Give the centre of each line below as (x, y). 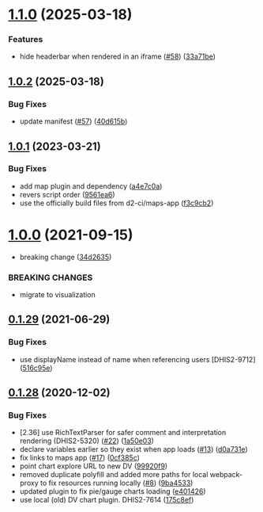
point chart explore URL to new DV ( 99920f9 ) (94, 466)
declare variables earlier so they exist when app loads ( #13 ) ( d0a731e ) (134, 449)
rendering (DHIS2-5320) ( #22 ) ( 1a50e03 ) (86, 441)
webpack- (226, 475)
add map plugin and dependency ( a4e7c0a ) (91, 186)
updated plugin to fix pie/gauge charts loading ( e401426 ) (113, 491)
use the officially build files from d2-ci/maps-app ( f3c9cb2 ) (116, 203)
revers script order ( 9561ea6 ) (68, 194)
